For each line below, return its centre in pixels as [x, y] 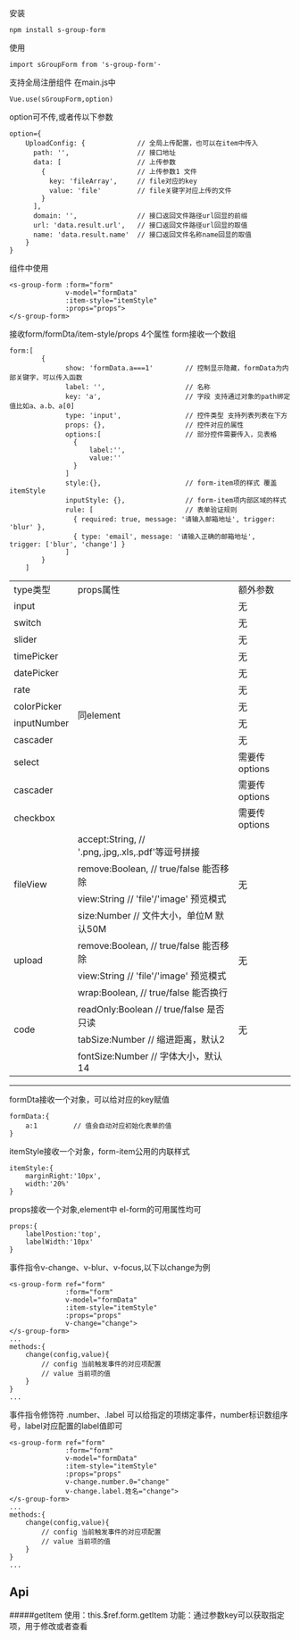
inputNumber [42, 723]
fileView [30, 884]
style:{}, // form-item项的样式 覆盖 [171, 483]
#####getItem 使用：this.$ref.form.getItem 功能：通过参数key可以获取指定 [147, 1615]
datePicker [37, 673]
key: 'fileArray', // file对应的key [123, 181]
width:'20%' [47, 1184]
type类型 [32, 590]
